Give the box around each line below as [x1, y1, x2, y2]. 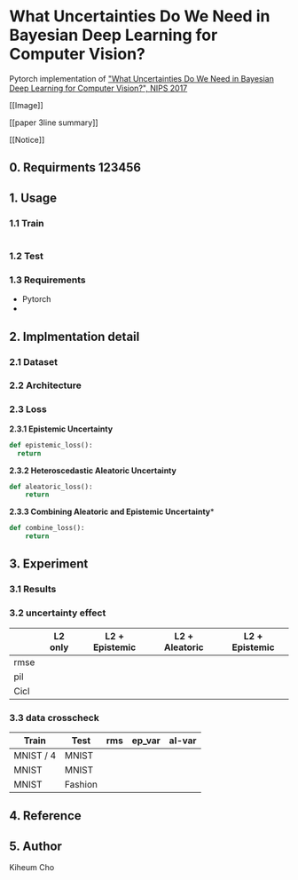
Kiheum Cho [9, 862, 55, 873]
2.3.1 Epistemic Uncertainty [9, 424, 114, 434]
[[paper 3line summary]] [9, 117, 99, 128]
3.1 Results [9, 583, 57, 596]
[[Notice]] [9, 134, 45, 145]
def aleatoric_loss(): [9, 482, 93, 491]
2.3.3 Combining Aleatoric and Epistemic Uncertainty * [9, 506, 215, 517]
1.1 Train [9, 217, 44, 229]
